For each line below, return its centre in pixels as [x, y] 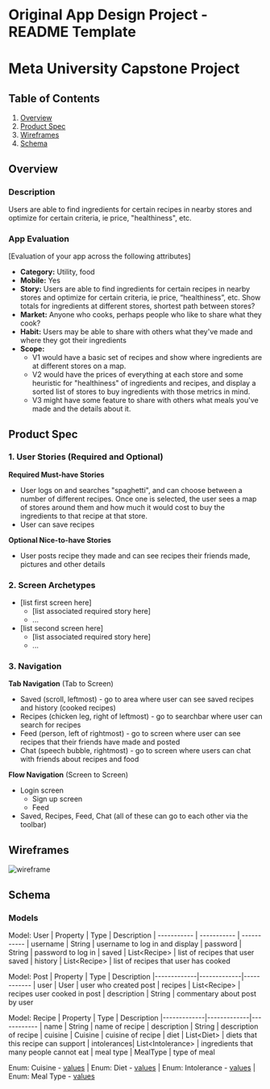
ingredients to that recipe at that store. [83, 516]
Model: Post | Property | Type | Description [79, 976]
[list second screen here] [61, 628]
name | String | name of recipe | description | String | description [151, 1026]
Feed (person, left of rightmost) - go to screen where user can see [130, 734]
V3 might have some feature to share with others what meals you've [145, 400]
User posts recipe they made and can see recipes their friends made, [135, 555]
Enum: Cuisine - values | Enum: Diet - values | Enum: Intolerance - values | [132, 1067]
